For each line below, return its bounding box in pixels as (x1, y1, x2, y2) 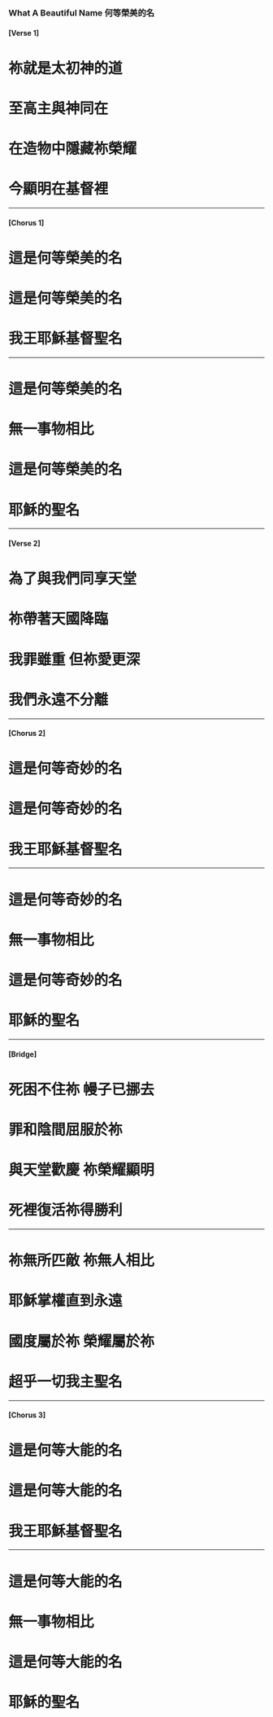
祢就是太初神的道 (8, 59, 123, 77)
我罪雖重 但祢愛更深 (8, 650, 141, 668)
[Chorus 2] (8, 729, 46, 738)
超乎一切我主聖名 (8, 1372, 123, 1391)
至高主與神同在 (8, 99, 109, 117)
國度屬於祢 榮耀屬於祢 (8, 1332, 154, 1351)
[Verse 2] (8, 539, 41, 549)
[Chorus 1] (8, 217, 45, 227)
